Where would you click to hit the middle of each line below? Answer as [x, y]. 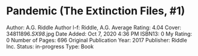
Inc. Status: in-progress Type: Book [50, 46]
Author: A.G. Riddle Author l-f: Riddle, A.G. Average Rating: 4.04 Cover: [94, 27]
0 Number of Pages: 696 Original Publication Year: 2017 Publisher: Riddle [97, 40]
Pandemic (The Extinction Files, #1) [96, 11]
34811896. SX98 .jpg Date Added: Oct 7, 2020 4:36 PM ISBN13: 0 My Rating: [99, 33]
